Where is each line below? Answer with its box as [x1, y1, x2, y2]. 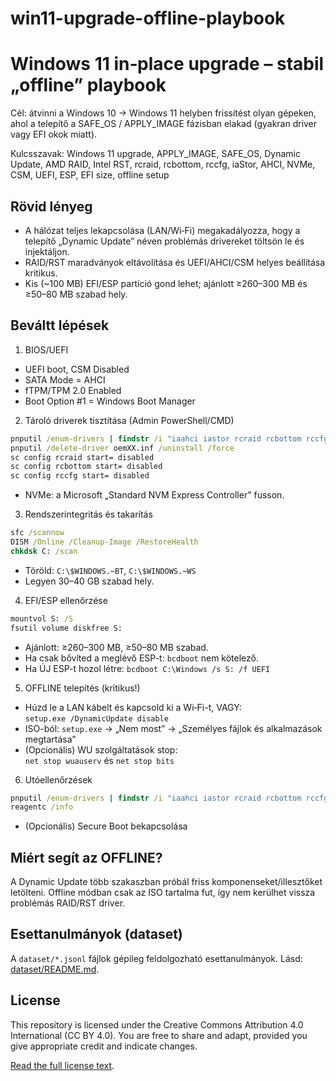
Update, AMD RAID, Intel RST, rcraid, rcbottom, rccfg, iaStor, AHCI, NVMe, [10, 158, 316, 171]
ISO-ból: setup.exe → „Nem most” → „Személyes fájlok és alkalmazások [24, 722, 323, 734]
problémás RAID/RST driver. [10, 897, 126, 909]
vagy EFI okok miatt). [10, 128, 98, 141]
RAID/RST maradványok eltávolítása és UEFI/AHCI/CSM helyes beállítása [24, 256, 326, 268]
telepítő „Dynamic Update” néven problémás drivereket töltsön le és [24, 235, 305, 247]
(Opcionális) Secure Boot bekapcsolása [24, 820, 188, 832]
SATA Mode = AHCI [24, 373, 106, 386]
